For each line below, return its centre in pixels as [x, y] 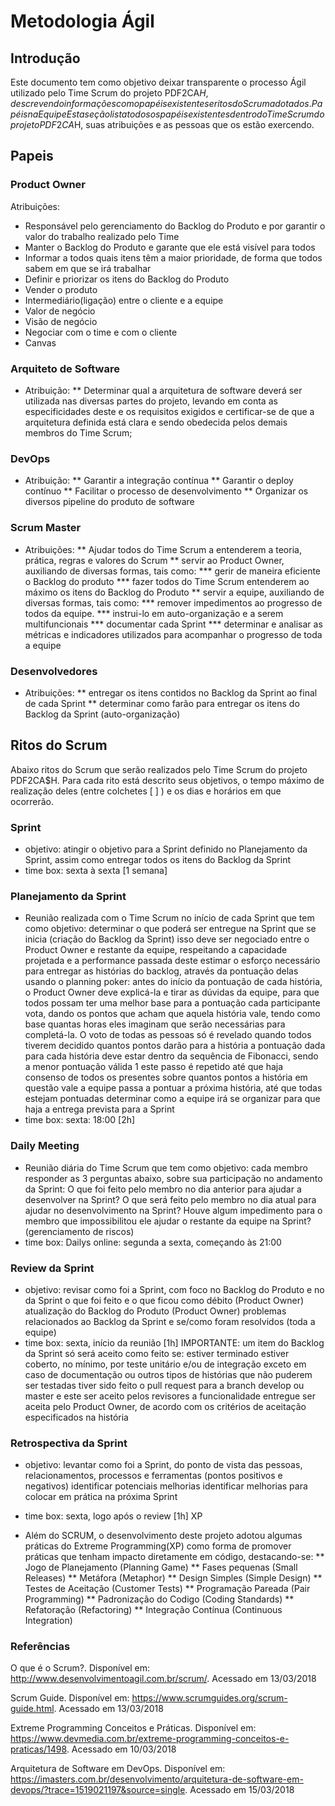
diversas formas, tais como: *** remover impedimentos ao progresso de [173, 602]
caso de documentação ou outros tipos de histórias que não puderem [168, 1374]
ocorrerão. [32, 801]
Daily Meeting [45, 1146]
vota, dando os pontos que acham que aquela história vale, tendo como [172, 1014]
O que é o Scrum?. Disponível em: [80, 1668]
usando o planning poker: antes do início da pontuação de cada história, [173, 982]
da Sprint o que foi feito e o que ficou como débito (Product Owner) [164, 1300]
